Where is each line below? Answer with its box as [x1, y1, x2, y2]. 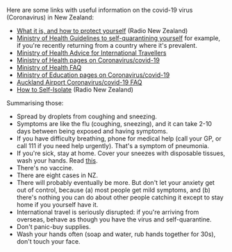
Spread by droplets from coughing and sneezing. [16, 112, 158, 120]
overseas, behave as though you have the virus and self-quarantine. [16, 215, 213, 224]
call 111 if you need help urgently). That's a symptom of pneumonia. [16, 142, 210, 150]
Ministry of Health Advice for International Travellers [16, 48, 167, 57]
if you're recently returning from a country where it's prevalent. [16, 42, 197, 49]
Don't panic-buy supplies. [16, 223, 91, 231]
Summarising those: [6, 99, 64, 107]
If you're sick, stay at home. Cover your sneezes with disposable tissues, [16, 149, 226, 157]
